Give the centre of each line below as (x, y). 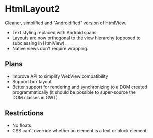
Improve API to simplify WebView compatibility (60, 76)
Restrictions (24, 113)
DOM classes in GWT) (35, 97)
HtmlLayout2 (32, 9)
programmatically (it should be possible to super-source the (74, 92)
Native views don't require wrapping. (50, 48)
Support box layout (32, 81)
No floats (21, 125)
